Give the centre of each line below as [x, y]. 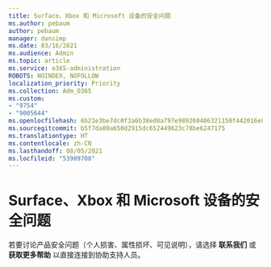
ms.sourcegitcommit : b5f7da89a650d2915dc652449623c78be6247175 [117, 128]
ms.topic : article [39, 61]
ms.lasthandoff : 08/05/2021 [56, 151]
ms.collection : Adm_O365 [50, 91]
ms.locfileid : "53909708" [52, 158]
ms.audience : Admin [41, 53]
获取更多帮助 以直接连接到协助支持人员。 [77, 255]
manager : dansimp [38, 38]
